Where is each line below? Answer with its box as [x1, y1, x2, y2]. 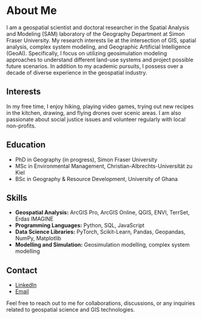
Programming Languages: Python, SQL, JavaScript [15, 222, 144, 229]
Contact [6, 265, 38, 275]
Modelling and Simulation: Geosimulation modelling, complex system [15, 241, 190, 249]
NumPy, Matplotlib [15, 235, 62, 242]
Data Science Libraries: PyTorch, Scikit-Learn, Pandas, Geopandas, [15, 228, 186, 236]
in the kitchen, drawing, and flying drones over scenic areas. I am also [6, 109, 181, 116]
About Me [6, 4, 57, 18]
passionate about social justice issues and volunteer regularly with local [6, 115, 186, 123]
